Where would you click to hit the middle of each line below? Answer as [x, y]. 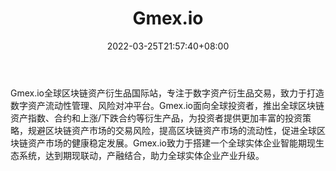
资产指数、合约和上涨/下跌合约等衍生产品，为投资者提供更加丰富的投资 [156, 118]
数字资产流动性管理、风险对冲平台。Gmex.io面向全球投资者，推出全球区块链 [167, 105]
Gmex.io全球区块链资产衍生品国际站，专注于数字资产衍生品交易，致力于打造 [167, 93]
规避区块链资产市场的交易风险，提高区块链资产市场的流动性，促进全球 [172, 130]
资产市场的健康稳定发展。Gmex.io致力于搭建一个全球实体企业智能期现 [172, 143]
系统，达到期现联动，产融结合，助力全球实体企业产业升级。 [141, 155]
